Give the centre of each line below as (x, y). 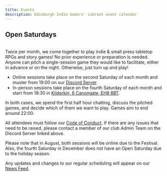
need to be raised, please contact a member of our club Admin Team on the (83, 128)
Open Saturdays (31, 35)
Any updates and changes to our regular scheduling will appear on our (78, 163)
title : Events (20, 10)
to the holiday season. (28, 154)
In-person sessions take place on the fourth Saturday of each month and (87, 88)
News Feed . (17, 169)
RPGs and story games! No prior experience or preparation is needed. (77, 57)
